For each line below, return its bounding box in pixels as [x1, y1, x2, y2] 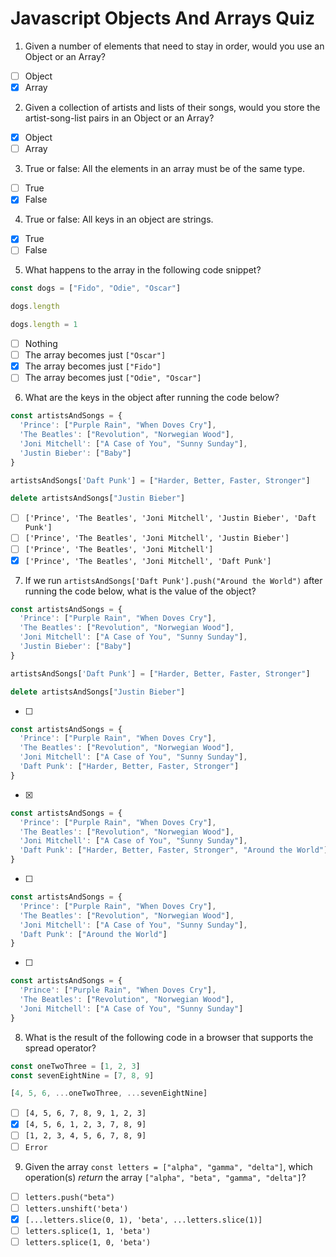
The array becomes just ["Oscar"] [24, 349, 167, 361]
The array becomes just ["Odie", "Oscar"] [24, 372, 202, 384]
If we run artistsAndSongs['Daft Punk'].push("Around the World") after [24, 574, 323, 586]
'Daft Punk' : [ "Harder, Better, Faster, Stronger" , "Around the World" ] [19, 845, 329, 856]
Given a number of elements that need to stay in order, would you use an [24, 40, 325, 52]
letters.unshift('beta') [24, 1203, 129, 1214]
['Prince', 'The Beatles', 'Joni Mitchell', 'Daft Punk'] [24, 556, 272, 566]
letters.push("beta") [24, 1192, 115, 1202]
